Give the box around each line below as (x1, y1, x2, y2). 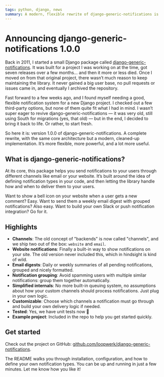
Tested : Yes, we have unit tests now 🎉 (12, 309, 90, 315)
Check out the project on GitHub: (5, 341, 72, 347)
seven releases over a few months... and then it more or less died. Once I (5, 70, 152, 76)
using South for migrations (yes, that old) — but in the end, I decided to (5, 116, 148, 121)
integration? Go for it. (5, 209, 48, 214)
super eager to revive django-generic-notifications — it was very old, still (5, 111, 153, 117)
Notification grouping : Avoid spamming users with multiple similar (12, 272, 147, 278)
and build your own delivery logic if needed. (12, 304, 101, 309)
